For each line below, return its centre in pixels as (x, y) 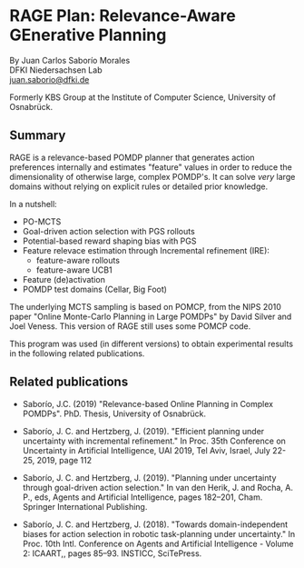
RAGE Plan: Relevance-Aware (123, 16)
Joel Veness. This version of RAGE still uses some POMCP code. (130, 326)
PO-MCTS (42, 221)
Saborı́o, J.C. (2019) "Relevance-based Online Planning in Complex (148, 404)
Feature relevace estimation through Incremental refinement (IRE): (146, 250)
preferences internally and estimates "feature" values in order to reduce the (151, 167)
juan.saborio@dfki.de (49, 79)
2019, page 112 (64, 460)
